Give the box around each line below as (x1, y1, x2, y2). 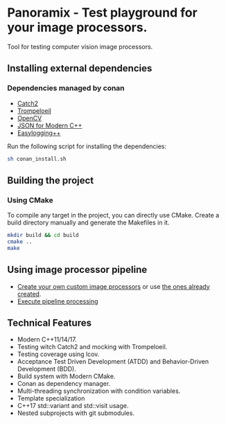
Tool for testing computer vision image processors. (7, 42, 153, 51)
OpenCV (17, 114, 42, 122)
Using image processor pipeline (7, 264, 148, 276)
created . (17, 290, 42, 298)
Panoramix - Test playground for (7, 5, 198, 21)
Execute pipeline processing (17, 297, 98, 306)
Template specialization (17, 394, 85, 403)
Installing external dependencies (7, 62, 153, 74)
